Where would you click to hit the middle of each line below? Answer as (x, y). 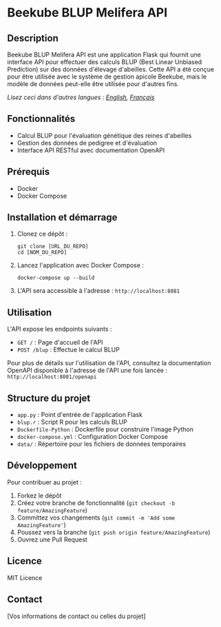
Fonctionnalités (41, 119)
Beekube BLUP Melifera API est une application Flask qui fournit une (104, 54)
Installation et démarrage (62, 217)
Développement (42, 465)
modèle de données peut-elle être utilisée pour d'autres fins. (93, 84)
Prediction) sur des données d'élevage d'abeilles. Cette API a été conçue (111, 69)
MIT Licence (25, 577)
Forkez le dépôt (39, 495)
